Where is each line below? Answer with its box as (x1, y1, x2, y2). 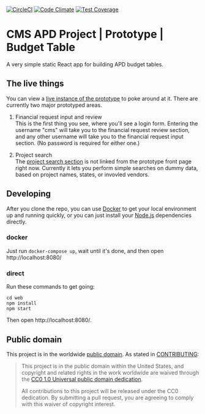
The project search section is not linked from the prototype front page (15, 157, 192, 165)
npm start (6, 306, 32, 312)
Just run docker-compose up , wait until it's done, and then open (6, 247, 164, 254)
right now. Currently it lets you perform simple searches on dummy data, (15, 164, 198, 171)
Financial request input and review (15, 113, 102, 120)
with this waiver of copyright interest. (21, 400, 116, 408)
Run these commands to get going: (6, 283, 95, 291)
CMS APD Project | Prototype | (6, 28, 164, 41)
